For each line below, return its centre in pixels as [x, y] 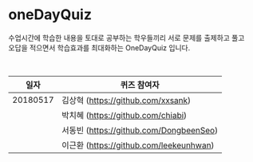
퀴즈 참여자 [140, 85]
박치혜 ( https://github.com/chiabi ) [125, 115]
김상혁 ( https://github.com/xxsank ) [126, 100]
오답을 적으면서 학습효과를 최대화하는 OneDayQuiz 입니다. [99, 47]
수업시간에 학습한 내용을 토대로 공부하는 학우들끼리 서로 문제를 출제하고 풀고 [126, 38]
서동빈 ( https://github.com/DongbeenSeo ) [140, 130]
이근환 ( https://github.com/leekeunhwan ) [138, 145]
